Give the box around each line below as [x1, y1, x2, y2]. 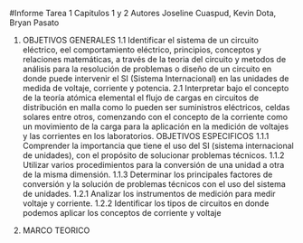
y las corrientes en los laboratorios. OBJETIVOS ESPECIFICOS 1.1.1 [22, 131, 270, 141]
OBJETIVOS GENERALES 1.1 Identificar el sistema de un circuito [22, 35, 260, 45]
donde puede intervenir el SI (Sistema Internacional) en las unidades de [22, 73, 289, 84]
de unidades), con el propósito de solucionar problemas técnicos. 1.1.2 [22, 150, 285, 161]
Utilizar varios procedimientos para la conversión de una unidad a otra [22, 160, 285, 170]
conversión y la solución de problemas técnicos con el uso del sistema [22, 179, 287, 189]
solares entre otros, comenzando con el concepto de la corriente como [22, 112, 288, 122]
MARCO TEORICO [22, 225, 90, 236]
